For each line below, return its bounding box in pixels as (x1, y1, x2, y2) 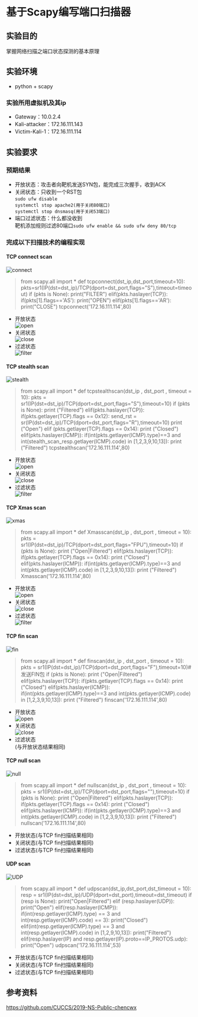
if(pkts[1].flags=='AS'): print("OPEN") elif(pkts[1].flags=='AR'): (20, 297, 171, 304)
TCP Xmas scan (6, 504, 46, 511)
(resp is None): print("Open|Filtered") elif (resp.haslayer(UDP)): (20, 897, 175, 904)
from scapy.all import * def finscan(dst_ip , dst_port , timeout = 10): (20, 657, 184, 664)
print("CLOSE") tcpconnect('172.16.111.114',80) (20, 303, 132, 310)
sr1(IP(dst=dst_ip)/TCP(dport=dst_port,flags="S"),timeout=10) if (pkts (20, 400, 190, 408)
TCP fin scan (6, 632, 38, 640)
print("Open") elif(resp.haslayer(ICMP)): (20, 904, 118, 911)
